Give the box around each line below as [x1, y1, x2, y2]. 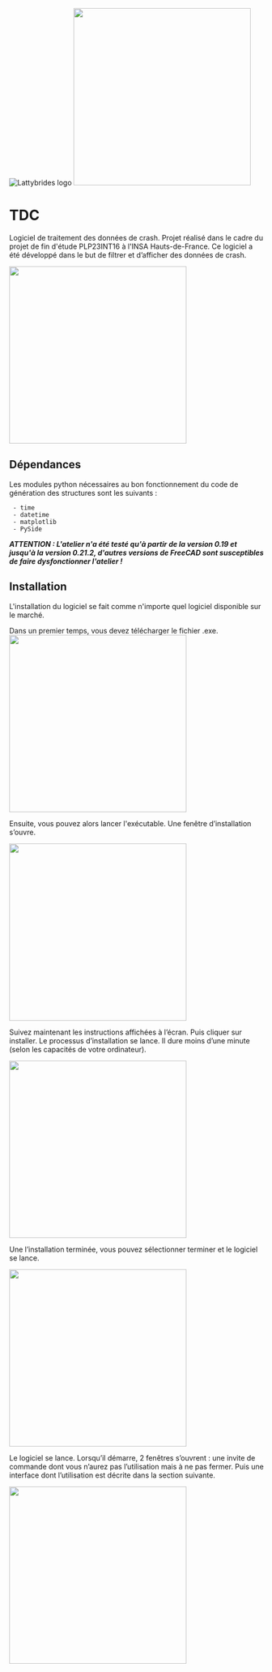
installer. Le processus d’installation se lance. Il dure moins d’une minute [9, 1035, 250, 1045]
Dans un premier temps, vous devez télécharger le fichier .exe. [9, 625, 219, 635]
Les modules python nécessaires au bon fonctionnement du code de [9, 479, 239, 489]
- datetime [12, 510, 49, 518]
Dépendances [9, 458, 82, 471]
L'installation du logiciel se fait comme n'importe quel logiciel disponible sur [9, 601, 261, 611]
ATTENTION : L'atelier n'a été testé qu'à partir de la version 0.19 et [9, 539, 237, 548]
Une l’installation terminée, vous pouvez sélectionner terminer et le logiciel [9, 1244, 258, 1254]
